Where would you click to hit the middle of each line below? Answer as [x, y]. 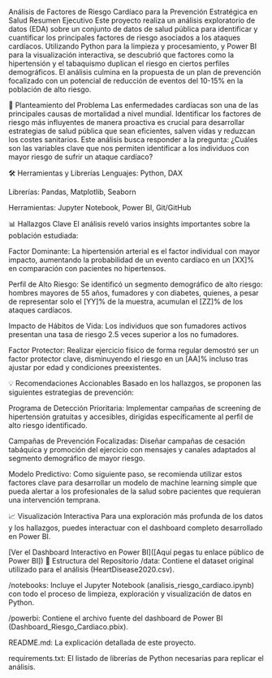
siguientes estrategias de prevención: [71, 392]
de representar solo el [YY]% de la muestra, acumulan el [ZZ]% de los [126, 301]
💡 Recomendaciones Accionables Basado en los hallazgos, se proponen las [135, 383]
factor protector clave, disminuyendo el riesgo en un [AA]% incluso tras [128, 359]
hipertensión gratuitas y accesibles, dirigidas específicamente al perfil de [131, 417]
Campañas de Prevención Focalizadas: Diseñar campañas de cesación [127, 441]
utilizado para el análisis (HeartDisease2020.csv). [91, 569]
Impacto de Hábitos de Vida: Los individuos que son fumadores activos [127, 326]
